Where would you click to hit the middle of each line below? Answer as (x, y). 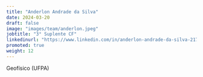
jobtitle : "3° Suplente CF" (42, 34)
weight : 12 (20, 51)
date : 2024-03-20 (28, 17)
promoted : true (25, 46)
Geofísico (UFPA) (28, 68)
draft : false (23, 23)
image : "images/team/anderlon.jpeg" (52, 29)
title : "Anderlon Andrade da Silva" (52, 12)
